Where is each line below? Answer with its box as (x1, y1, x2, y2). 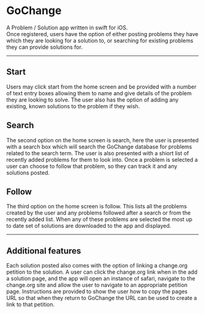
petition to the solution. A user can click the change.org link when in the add (6, 268, 198, 276)
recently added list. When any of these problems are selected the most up (6, 216, 193, 223)
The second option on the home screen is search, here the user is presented (6, 136, 199, 144)
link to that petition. (6, 301, 55, 309)
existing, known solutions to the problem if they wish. (6, 102, 140, 110)
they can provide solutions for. (6, 43, 83, 51)
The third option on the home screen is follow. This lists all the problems (6, 203, 187, 210)
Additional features (6, 246, 81, 256)
